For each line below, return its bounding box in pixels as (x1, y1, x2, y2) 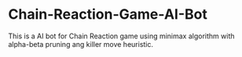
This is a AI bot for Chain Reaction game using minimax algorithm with (8, 31, 235, 41)
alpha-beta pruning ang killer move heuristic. (8, 39, 154, 48)
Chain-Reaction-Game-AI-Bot (8, 5, 208, 23)
